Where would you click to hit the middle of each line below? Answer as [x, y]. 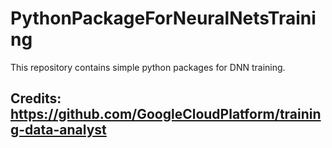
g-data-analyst [58, 130]
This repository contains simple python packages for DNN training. [148, 67]
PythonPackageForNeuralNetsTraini [163, 18]
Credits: [36, 98]
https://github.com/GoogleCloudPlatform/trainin [166, 114]
